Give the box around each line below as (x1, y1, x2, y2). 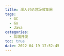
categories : (5, 30, 29, 35)
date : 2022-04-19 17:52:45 (5, 43, 60, 48)
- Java (9, 25, 23, 30)
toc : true (5, 39, 25, 44)
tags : (5, 12, 16, 17)
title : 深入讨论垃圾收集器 (5, 7, 53, 12)
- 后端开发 (9, 35, 29, 39)
